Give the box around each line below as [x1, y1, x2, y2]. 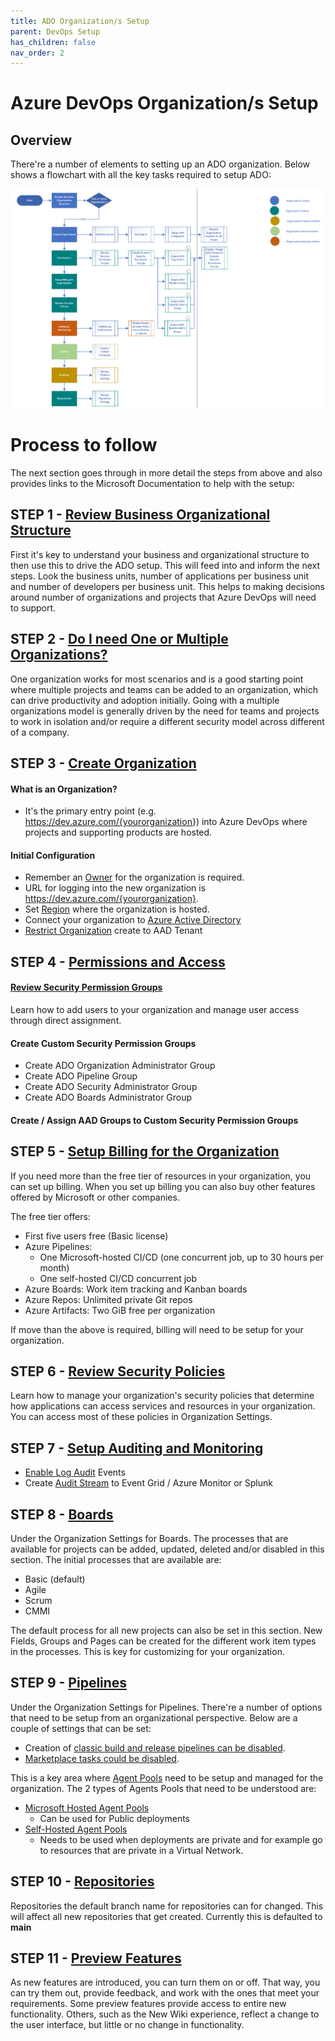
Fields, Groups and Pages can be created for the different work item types [10, 1635, 317, 1647]
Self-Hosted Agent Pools [24, 1823, 128, 1835]
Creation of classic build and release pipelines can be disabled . [24, 1741, 286, 1754]
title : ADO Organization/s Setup [10, 16, 150, 26]
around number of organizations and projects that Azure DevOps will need [10, 591, 317, 603]
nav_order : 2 [10, 48, 65, 58]
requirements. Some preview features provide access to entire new [10, 1998, 287, 2010]
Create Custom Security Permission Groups [10, 1037, 197, 1049]
